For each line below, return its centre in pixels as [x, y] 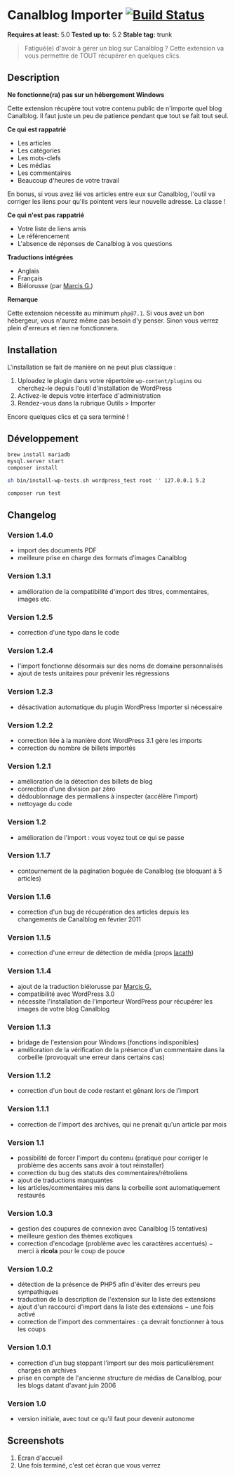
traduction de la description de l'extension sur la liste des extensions [116, 1300]
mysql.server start [36, 461]
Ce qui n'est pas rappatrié [46, 215]
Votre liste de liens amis [52, 228]
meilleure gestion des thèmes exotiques [75, 1236]
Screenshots [36, 1441]
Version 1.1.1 [28, 1109]
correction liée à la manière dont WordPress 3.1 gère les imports [109, 740]
